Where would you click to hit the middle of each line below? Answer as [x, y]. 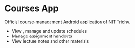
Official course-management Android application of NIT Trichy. [67, 22]
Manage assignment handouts [42, 36]
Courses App [32, 8]
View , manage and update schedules [49, 31]
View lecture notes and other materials [50, 41]
